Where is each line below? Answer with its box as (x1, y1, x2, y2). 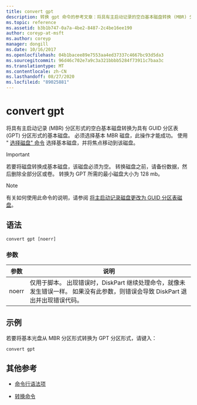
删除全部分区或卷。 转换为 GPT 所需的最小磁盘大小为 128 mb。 (11, 170, 163, 177)
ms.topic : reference (6, 19, 57, 25)
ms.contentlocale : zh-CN (6, 68, 67, 74)
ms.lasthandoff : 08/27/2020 (6, 74, 75, 80)
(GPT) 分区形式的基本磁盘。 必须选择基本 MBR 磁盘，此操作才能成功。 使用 (6, 132, 188, 139)
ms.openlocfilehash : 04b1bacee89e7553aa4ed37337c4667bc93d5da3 (6, 52, 164, 58)
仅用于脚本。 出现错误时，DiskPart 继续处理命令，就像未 (29, 279, 186, 287)
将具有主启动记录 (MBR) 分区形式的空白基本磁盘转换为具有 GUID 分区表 (6, 124, 179, 132)
